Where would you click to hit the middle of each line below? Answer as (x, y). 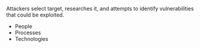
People (24, 26)
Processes (28, 33)
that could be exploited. (35, 15)
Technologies (32, 39)
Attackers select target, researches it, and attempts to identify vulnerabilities (100, 9)
